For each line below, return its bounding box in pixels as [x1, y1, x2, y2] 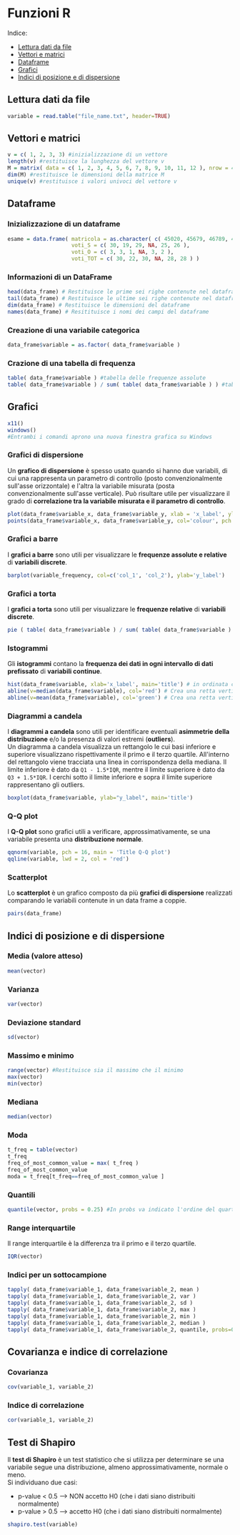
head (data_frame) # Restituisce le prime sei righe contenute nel [7, 288, 209, 296]
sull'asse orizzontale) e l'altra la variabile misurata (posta [7, 481, 175, 490]
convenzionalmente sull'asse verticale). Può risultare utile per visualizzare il [7, 489, 230, 497]
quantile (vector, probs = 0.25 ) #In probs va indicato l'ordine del [7, 1206, 216, 1213]
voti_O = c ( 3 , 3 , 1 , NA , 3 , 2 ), [71, 249, 174, 256]
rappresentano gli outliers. [7, 780, 85, 789]
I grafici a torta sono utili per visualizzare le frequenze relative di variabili [7, 605, 226, 613]
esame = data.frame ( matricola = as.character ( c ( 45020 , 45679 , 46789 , [7, 235, 229, 242]
